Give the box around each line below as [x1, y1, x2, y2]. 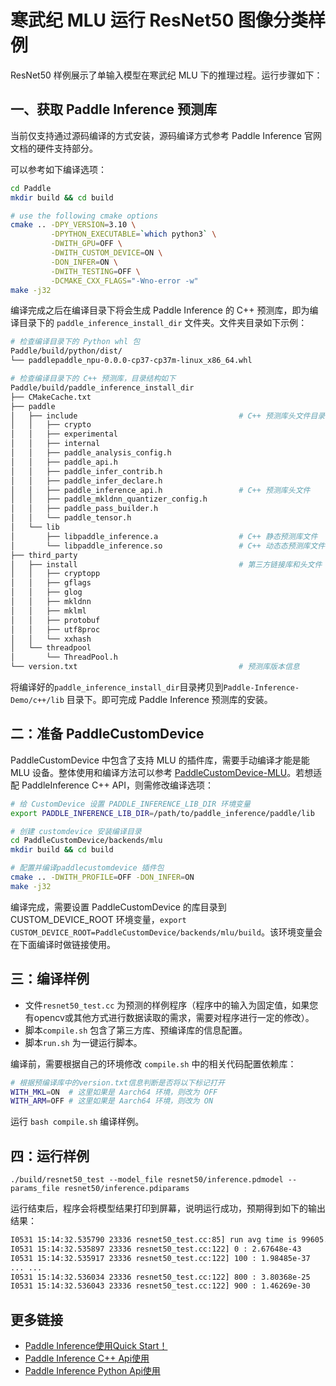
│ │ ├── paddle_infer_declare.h [10, 476, 163, 486]
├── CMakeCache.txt [10, 392, 92, 402]
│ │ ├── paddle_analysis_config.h [10, 448, 172, 458]
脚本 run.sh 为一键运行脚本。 [24, 1036, 143, 1048]
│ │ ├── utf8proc [10, 624, 101, 635]
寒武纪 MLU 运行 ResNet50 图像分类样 [10, 9, 326, 32]
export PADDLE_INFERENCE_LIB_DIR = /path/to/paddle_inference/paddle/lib [10, 808, 315, 818]
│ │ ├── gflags [10, 578, 92, 588]
